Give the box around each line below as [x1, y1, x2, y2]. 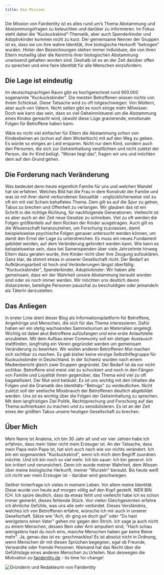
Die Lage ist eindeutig [5, 76, 73, 85]
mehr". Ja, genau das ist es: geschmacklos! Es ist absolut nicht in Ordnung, [5, 534, 157, 540]
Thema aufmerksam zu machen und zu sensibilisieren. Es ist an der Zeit [5, 403, 150, 409]
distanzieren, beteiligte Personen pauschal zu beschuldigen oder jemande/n [5, 282, 159, 288]
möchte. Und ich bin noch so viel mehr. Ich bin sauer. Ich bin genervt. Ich [5, 456, 153, 462]
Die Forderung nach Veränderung [5, 170, 109, 179]
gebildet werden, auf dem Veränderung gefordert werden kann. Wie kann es [5, 241, 159, 247]
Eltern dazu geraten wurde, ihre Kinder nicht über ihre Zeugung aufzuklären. [5, 251, 160, 257]
